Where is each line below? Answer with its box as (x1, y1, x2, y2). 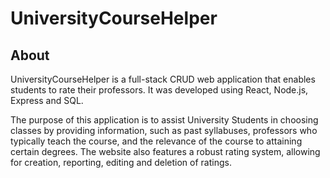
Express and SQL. (10, 95, 84, 106)
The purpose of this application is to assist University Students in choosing (10, 114, 319, 126)
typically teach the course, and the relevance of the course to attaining (10, 135, 303, 147)
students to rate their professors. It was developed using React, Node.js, (10, 84, 309, 96)
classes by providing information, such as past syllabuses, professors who (10, 125, 318, 136)
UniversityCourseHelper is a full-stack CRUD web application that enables (10, 73, 316, 85)
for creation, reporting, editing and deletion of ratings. (10, 157, 232, 168)
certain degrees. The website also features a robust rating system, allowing (10, 146, 321, 157)
